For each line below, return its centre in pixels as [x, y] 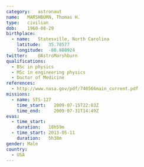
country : [17, 149]
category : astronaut [34, 12]
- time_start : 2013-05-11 [43, 133]
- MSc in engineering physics [48, 72]
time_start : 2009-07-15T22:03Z [58, 105]
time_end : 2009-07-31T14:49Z [58, 111]
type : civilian [27, 23]
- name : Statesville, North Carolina [60, 39]
